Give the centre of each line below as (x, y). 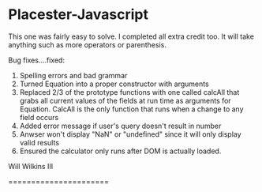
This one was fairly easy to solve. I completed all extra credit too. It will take (131, 36)
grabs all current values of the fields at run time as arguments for (125, 100)
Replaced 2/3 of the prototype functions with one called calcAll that (129, 92)
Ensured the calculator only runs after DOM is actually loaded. (120, 151)
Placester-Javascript (78, 15)
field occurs (39, 117)
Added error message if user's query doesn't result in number (120, 126)
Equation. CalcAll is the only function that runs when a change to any (131, 109)
